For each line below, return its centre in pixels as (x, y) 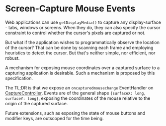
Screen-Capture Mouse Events (70, 9)
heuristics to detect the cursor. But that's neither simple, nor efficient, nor (80, 53)
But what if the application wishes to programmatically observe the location (83, 42)
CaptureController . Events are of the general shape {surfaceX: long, (76, 93)
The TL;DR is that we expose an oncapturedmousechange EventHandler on (79, 87)
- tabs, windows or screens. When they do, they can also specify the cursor (83, 27)
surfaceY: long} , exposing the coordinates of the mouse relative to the (78, 98)
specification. (19, 78)
